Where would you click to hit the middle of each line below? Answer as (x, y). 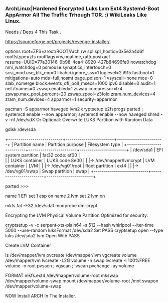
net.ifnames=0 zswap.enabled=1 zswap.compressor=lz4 (64, 89)
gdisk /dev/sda (21, 129)
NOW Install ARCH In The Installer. (41, 296)
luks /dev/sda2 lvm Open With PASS (43, 236)
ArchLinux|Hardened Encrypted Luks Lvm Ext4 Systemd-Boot (82, 9)
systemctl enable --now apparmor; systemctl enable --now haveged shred (82, 114)
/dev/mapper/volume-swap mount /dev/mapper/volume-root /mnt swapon (82, 281)
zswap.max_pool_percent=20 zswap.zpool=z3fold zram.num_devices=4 (80, 94)
